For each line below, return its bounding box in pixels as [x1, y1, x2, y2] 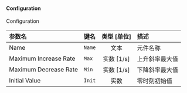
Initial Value [9, 77, 41, 85]
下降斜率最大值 [137, 66, 179, 74]
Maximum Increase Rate [9, 54, 76, 63]
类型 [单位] [101, 33, 132, 41]
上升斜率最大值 [137, 55, 179, 63]
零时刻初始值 [137, 77, 173, 85]
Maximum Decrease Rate [9, 66, 78, 74]
